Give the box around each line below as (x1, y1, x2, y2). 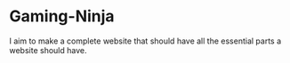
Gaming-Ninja (9, 6, 115, 27)
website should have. (9, 44, 87, 55)
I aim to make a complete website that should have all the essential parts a (9, 35, 282, 46)
